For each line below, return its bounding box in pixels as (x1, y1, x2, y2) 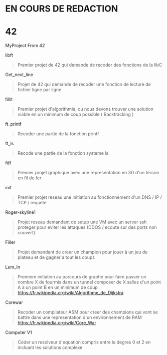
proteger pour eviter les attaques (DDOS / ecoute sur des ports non (17, 224, 157, 230)
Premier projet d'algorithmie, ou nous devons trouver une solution (17, 106, 154, 112)
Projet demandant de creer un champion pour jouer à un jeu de (17, 249, 148, 255)
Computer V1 (5, 329, 32, 335)
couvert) (17, 230, 36, 236)
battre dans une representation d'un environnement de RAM (17, 314, 142, 320)
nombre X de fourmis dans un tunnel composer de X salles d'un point (17, 279, 161, 285)
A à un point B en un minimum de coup (17, 284, 98, 290)
